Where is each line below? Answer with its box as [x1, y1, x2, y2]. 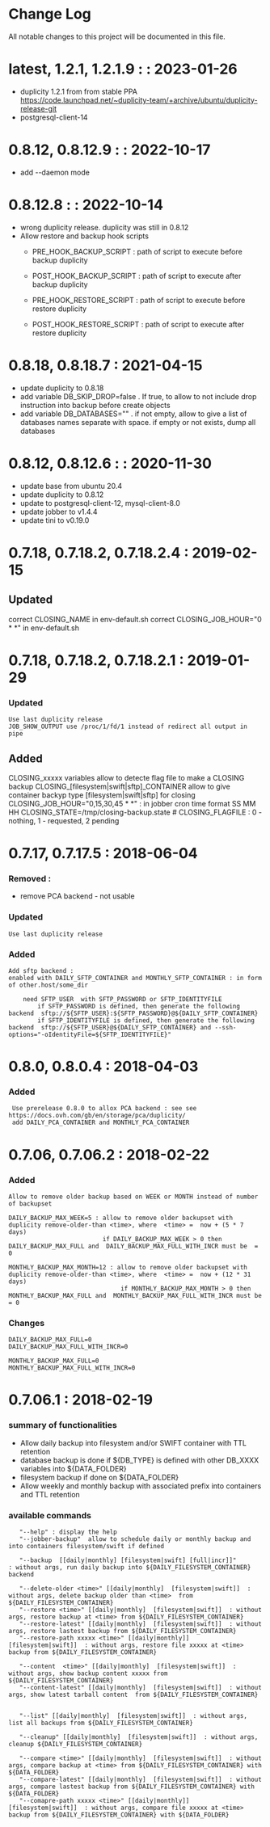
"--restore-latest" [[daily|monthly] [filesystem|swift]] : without [19, 1620, 263, 1628]
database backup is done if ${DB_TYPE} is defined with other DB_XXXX [19, 1455, 259, 1465]
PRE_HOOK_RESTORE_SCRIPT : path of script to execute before [32, 295, 246, 305]
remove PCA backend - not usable [19, 891, 135, 901]
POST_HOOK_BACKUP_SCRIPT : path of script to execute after [32, 271, 242, 280]
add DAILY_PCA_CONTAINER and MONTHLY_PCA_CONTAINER [11, 1118, 190, 1127]
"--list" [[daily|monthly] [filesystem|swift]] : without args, [19, 1712, 248, 1720]
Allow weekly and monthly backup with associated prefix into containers [19, 1480, 262, 1491]
